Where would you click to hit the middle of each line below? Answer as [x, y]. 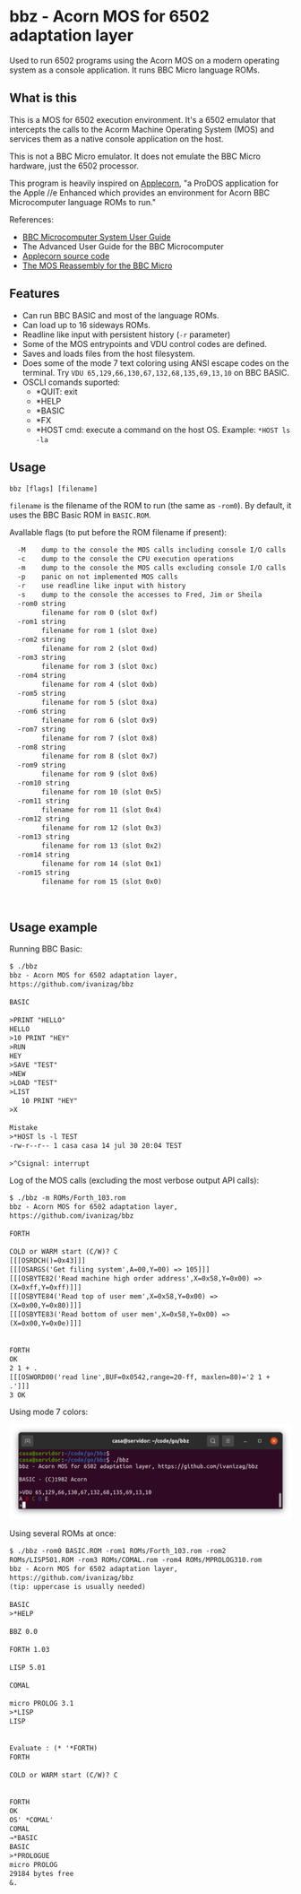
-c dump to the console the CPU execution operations [126, 559]
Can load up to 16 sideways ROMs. [86, 325]
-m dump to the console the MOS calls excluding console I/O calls [152, 568]
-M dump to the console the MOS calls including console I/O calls [152, 550]
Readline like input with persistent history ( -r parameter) [126, 334]
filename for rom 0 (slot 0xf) [100, 613]
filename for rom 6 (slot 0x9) [100, 721]
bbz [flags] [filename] [54, 489]
